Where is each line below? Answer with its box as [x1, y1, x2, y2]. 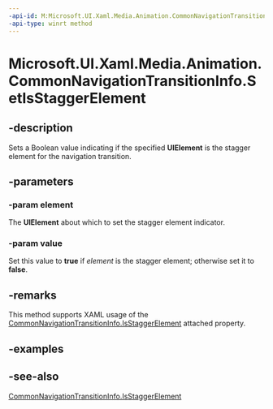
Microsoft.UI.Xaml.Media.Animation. [8, 54, 262, 73]
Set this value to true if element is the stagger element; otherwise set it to [8, 256, 254, 266]
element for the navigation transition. [8, 151, 132, 161]
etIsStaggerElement [8, 88, 146, 107]
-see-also [8, 370, 59, 384]
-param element [8, 199, 74, 210]
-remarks [8, 288, 57, 302]
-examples [8, 342, 64, 355]
